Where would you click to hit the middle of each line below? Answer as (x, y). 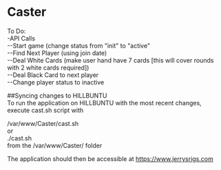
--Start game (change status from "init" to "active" (78, 45)
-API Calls (21, 38)
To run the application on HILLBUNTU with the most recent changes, (104, 103)
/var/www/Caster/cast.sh (43, 123)
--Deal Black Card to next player (53, 75)
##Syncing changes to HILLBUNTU (57, 95)
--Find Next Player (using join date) (57, 53)
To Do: (17, 31)
